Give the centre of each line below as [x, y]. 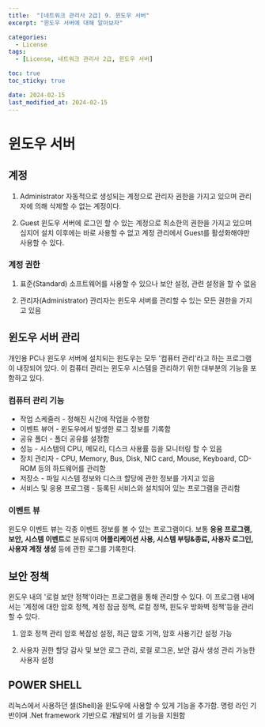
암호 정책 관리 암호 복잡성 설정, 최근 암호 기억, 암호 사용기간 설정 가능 [126, 634]
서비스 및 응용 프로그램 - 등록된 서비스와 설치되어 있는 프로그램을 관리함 [130, 488]
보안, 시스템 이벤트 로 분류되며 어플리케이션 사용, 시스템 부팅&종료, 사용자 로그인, [131, 539]
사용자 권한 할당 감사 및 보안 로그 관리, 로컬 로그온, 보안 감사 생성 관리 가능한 [137, 650]
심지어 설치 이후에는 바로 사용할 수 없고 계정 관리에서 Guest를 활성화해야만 [135, 232]
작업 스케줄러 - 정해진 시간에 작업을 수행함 [85, 419]
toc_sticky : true [37, 81]
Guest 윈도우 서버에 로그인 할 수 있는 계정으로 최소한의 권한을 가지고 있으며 [136, 223]
